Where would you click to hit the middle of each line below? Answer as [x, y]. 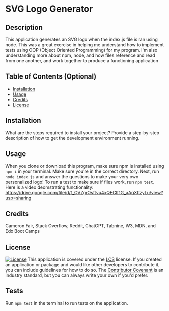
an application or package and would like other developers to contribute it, [82, 265]
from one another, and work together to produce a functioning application [82, 61]
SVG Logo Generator [49, 9]
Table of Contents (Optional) [51, 77]
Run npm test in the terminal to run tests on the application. [67, 303]
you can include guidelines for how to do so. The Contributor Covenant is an [84, 270]
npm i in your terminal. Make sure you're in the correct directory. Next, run [82, 171]
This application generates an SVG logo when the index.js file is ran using [81, 39]
